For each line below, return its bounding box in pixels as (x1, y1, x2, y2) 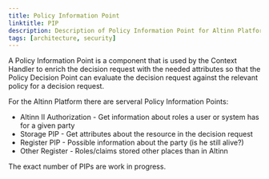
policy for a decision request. (8, 82, 105, 91)
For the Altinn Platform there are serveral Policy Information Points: (8, 97, 229, 106)
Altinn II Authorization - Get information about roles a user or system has (19, 113, 259, 122)
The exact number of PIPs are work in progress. (8, 161, 167, 172)
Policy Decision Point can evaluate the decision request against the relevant (8, 73, 259, 82)
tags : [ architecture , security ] (8, 34, 116, 42)
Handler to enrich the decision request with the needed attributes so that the (8, 65, 261, 74)
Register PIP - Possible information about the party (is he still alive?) (19, 137, 244, 148)
